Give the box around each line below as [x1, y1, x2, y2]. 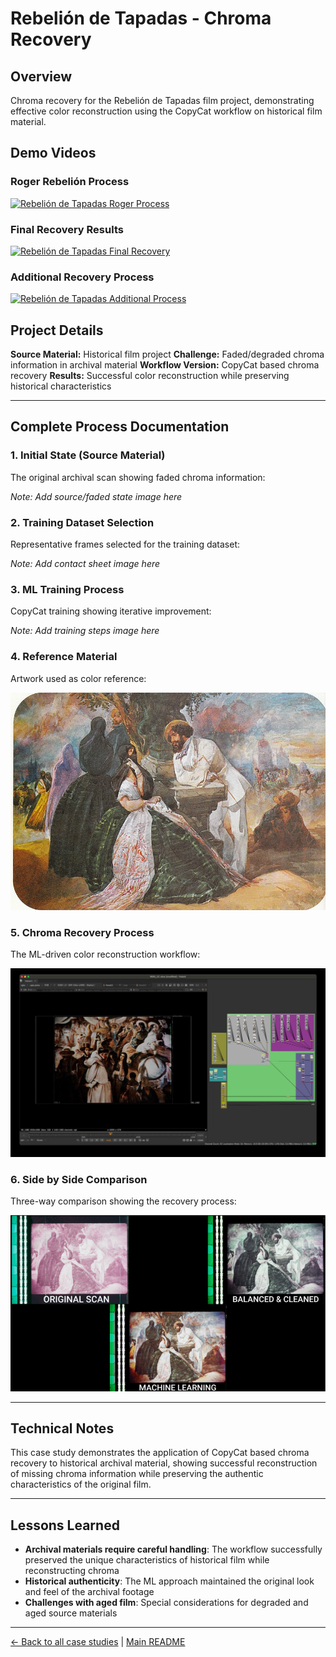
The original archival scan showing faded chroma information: [10, 471, 266, 483]
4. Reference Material [10, 650, 118, 664]
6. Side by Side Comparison [10, 1172, 148, 1186]
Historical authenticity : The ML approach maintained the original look [24, 1575, 315, 1587]
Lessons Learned [10, 1517, 120, 1534]
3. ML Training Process [10, 583, 125, 596]
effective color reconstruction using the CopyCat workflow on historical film [10, 105, 323, 117]
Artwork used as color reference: [10, 672, 147, 684]
